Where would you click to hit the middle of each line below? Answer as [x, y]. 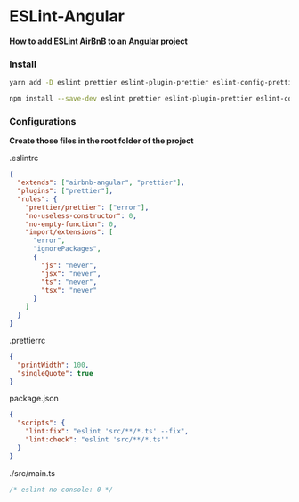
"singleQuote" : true [55, 373]
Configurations [43, 121]
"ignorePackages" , [67, 249]
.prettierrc [28, 340]
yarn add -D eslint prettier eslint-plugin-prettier [109, 83]
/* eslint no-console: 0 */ [61, 490]
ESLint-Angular [67, 16]
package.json [34, 399]
